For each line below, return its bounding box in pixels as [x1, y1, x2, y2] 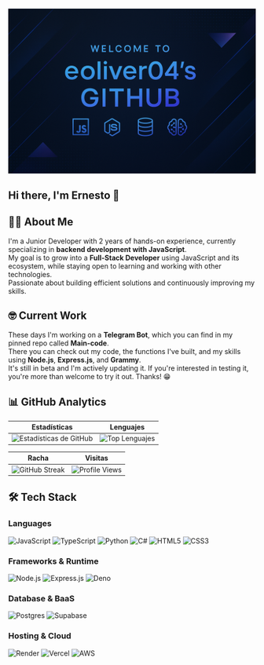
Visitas [85, 453, 108, 463]
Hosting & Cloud [8, 630, 72, 641]
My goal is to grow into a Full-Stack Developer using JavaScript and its [8, 253, 240, 262]
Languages [8, 518, 53, 529]
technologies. [8, 269, 53, 279]
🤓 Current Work [8, 309, 87, 323]
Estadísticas [31, 422, 73, 432]
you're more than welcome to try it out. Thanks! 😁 [8, 371, 171, 381]
